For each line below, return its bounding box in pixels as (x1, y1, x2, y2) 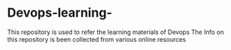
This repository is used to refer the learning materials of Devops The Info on (7, 28, 224, 36)
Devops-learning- (7, 5, 112, 21)
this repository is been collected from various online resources (7, 35, 186, 43)
